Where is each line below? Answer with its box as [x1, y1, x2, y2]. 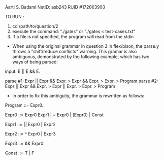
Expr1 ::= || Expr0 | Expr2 [5, 122, 56, 127]
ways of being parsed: [12, 59, 58, 64]
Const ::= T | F [5, 150, 34, 156]
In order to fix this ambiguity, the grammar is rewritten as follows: [12, 93, 144, 98]
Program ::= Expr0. [5, 102, 43, 108]
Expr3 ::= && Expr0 [5, 140, 44, 146]
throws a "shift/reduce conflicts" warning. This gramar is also [12, 49, 137, 54]
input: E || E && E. [5, 68, 40, 74]
